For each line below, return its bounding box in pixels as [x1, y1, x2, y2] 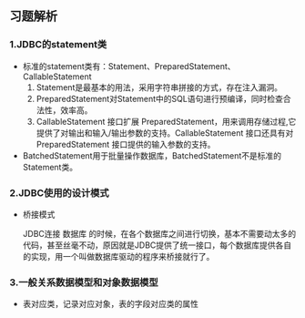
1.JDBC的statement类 [9, 38, 107, 51]
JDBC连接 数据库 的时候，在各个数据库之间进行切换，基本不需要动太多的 [22, 228, 297, 239]
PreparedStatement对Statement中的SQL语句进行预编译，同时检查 [36, 93, 284, 104]
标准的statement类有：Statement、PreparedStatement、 [22, 60, 236, 71]
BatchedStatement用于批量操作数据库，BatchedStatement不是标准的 [22, 149, 282, 161]
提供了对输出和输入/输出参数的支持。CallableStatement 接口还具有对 [36, 127, 294, 138]
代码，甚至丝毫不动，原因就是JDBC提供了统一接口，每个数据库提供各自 [22, 240, 292, 251]
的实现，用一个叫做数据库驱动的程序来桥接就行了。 [22, 251, 215, 262]
